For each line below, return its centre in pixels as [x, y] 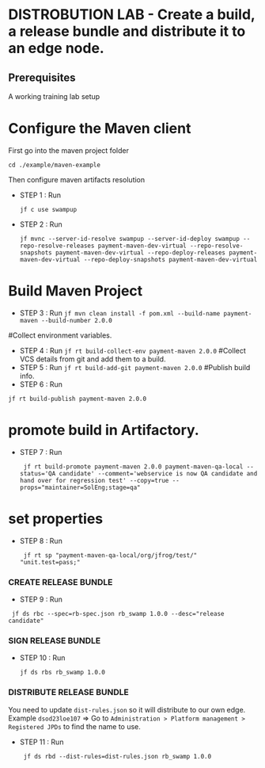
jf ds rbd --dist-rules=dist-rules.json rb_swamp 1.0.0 [117, 756]
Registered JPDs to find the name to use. [74, 726]
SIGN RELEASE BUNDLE [55, 640]
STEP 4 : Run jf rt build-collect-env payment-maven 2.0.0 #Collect [133, 350]
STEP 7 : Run [41, 452]
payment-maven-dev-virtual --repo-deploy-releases [140, 252]
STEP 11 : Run [42, 742]
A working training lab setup [54, 96]
